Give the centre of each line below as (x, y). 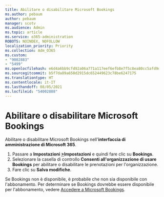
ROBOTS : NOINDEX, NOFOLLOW (32, 42)
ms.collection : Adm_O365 (30, 50)
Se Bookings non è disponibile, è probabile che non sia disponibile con (76, 179)
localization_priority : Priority (39, 46)
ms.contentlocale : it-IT (30, 82)
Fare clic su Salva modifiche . (42, 170)
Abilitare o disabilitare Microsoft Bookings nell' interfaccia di (65, 139)
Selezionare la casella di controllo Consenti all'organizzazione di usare (84, 159)
